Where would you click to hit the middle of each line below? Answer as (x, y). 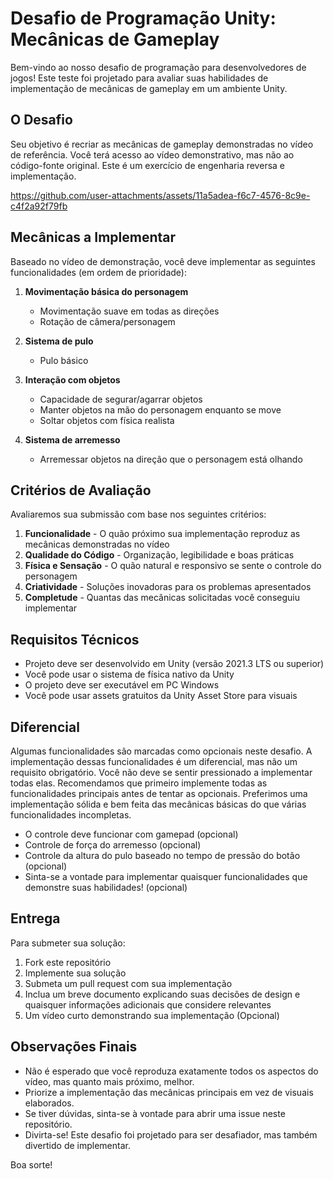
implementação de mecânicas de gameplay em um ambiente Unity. (149, 88)
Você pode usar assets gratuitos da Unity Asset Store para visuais (161, 696)
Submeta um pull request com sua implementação (128, 983)
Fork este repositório (68, 962)
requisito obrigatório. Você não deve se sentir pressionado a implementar (161, 772)
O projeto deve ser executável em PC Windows (122, 685)
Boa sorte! (31, 1164)
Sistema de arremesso (72, 439)
